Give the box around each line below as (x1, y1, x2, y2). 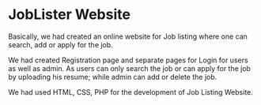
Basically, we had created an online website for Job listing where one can (8, 32, 248, 41)
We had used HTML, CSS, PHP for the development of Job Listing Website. (8, 87, 253, 96)
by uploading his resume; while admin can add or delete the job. (8, 72, 217, 81)
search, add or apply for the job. (8, 39, 113, 49)
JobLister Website (8, 6, 130, 24)
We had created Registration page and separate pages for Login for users (8, 55, 248, 65)
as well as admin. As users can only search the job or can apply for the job (8, 63, 252, 73)
